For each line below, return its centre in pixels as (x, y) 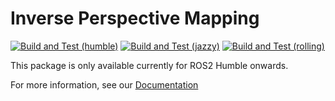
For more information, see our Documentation (104, 84)
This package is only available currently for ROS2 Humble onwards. (149, 65)
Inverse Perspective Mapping (135, 18)
